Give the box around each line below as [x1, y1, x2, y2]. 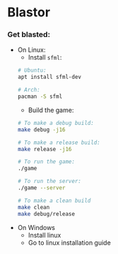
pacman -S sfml [17, 93, 63, 100]
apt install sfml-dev [17, 74, 81, 81]
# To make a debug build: [17, 119, 94, 126]
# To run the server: [17, 178, 81, 185]
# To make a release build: [17, 139, 100, 146]
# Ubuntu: [17, 67, 47, 74]
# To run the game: [17, 158, 76, 165]
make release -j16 [17, 145, 72, 153]
